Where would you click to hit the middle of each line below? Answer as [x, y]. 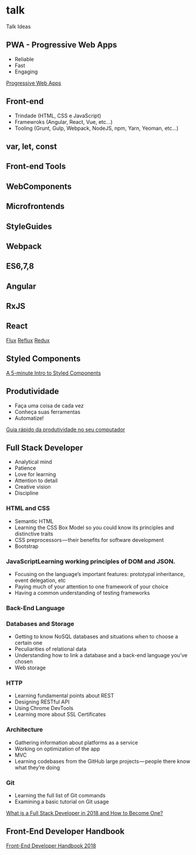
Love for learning [35, 474]
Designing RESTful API [42, 702]
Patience [25, 468]
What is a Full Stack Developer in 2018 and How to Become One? [85, 813]
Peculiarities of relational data [50, 649]
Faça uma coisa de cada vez [49, 405]
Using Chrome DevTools [44, 708]
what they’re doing [37, 768]
